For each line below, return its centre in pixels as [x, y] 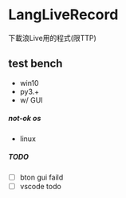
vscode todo [40, 186]
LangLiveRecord [63, 15]
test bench [35, 64]
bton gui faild [41, 177]
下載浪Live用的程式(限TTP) [53, 38]
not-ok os [25, 119]
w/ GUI [31, 100]
